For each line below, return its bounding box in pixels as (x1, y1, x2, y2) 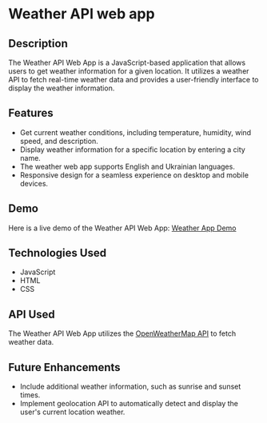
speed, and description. (19, 136, 98, 146)
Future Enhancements (8, 361, 122, 374)
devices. (19, 178, 49, 188)
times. (19, 390, 41, 400)
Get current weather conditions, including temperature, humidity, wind (19, 127, 252, 137)
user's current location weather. (19, 407, 126, 417)
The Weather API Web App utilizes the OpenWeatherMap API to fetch (8, 329, 237, 338)
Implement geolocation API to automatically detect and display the (19, 399, 238, 409)
